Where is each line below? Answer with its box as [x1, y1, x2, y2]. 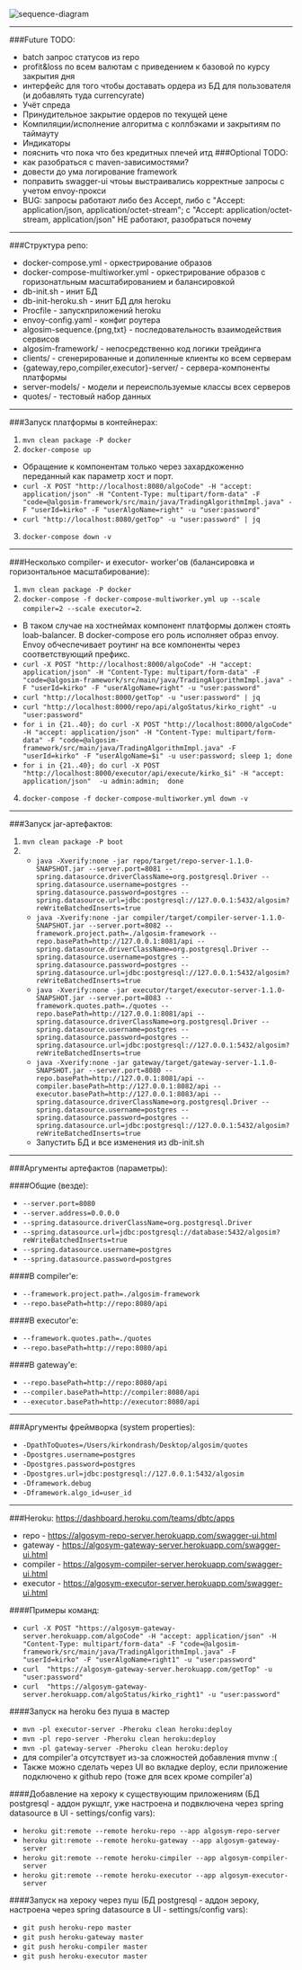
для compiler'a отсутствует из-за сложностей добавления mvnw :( [22, 1753, 278, 1762]
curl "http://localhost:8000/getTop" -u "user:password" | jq [22, 693, 261, 702]
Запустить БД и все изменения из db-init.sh [35, 1137, 205, 1148]
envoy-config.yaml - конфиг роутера [22, 315, 161, 325]
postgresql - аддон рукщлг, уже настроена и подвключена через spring [9, 1798, 284, 1808]
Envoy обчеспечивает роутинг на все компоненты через [22, 639, 241, 650]
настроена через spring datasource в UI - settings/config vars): [9, 1904, 249, 1914]
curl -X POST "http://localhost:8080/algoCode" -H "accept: [22, 482, 253, 491]
